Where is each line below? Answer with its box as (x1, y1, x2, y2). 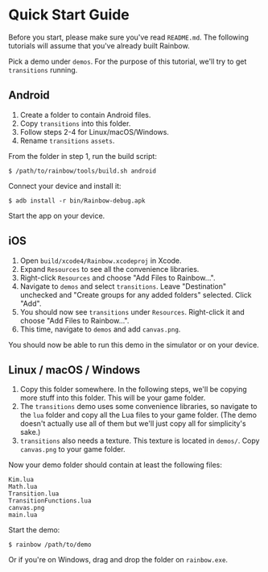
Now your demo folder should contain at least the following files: (8, 460, 223, 470)
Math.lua (8, 482, 38, 491)
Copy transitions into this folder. (19, 119, 131, 128)
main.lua (8, 511, 38, 520)
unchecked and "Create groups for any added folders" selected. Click (19, 290, 252, 299)
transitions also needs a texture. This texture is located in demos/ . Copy (19, 436, 260, 445)
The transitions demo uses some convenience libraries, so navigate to (19, 402, 258, 411)
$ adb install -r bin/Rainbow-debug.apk (8, 196, 146, 205)
